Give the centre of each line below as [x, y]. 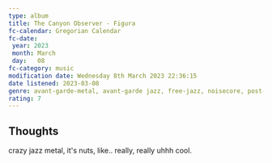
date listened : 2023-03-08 [54, 83]
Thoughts [34, 131]
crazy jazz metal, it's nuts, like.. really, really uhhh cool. [100, 151]
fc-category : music [41, 69]
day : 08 [28, 61]
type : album [28, 16]
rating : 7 [25, 98]
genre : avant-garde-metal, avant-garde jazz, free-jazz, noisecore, [126, 91]
